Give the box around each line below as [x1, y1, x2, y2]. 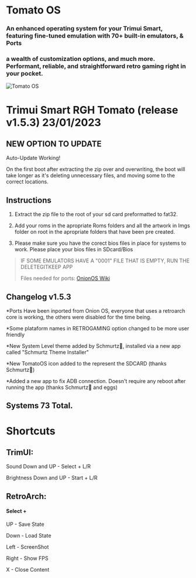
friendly [6, 331, 25, 338]
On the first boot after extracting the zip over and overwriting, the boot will [6, 166, 185, 173]
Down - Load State [6, 532, 51, 539]
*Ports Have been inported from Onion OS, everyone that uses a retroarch [6, 307, 185, 314]
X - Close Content [6, 566, 50, 573]
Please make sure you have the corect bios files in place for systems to [14, 240, 186, 247]
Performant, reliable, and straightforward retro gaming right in [6, 62, 186, 70]
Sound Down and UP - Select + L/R [6, 463, 91, 470]
